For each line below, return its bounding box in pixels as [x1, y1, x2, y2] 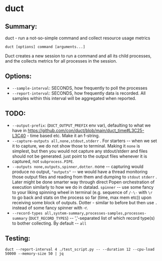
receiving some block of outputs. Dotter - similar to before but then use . [12, 199, 158, 205]
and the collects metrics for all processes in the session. [5, 58, 118, 64]
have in [12, 127, 27, 133]
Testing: [5, 234, 30, 243]
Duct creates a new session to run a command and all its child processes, [5, 53, 152, 59]
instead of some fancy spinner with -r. [12, 205, 88, 211]
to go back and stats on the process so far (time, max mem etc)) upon [12, 195, 152, 200]
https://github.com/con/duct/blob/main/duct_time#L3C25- [28, 127, 145, 133]
